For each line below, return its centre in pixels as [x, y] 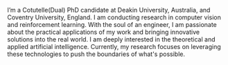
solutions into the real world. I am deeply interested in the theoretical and [111, 39]
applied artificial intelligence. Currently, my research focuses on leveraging [114, 47]
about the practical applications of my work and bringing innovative [103, 32]
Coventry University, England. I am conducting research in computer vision [114, 17]
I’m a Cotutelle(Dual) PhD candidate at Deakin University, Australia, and [109, 10]
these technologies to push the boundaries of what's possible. [96, 54]
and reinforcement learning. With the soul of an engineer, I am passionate [112, 25]
